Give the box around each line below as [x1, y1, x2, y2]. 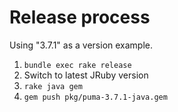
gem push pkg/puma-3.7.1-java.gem [23, 92, 168, 102]
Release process [9, 6, 151, 29]
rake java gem [23, 81, 83, 91]
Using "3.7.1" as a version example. [9, 39, 154, 51]
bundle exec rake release [23, 60, 132, 70]
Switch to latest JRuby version [23, 69, 149, 81]
